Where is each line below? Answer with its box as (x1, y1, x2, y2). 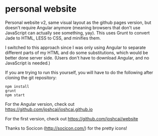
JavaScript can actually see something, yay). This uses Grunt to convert (5, 30, 150, 36)
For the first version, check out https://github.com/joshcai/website (5, 116, 138, 121)
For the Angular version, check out (5, 101, 75, 107)
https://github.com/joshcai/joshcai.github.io (5, 106, 93, 112)
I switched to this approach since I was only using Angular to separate (5, 44, 146, 50)
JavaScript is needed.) (5, 60, 50, 66)
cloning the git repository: (5, 75, 57, 80)
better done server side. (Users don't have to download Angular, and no (5, 55, 150, 60)
